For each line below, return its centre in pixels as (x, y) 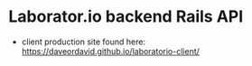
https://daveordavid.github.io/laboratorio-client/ (111, 51)
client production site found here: (84, 42)
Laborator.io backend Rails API (126, 17)
